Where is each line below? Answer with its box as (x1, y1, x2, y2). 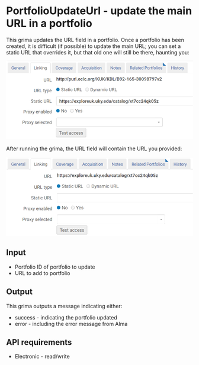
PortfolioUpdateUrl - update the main (6, 4, 192, 18)
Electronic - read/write (14, 353, 70, 360)
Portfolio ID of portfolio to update (14, 263, 96, 270)
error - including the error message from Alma (14, 320, 128, 327)
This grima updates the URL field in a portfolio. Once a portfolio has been (6, 36, 185, 43)
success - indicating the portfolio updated (14, 314, 117, 321)
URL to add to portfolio (14, 269, 70, 276)
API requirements (6, 337, 72, 347)
